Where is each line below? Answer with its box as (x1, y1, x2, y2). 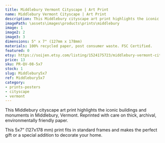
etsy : (5, 52, 16, 58)
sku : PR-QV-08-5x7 (5, 62, 43, 67)
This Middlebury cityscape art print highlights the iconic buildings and (5, 107, 146, 113)
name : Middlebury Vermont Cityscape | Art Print (5, 12, 107, 17)
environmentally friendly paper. (5, 118, 69, 123)
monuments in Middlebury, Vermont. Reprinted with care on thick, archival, (5, 112, 157, 118)
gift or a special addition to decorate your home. (5, 132, 103, 138)
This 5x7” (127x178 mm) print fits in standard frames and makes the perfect (5, 127, 158, 133)
